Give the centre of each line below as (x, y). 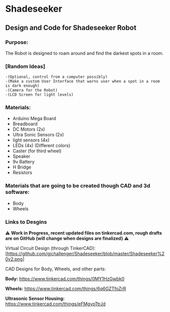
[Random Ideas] (25, 66)
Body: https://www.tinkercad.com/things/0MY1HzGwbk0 (65, 279)
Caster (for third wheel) (37, 151)
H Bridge (22, 167)
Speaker (21, 156)
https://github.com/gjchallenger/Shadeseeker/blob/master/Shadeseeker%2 (86, 254)
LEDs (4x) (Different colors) (41, 146)
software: (18, 192)
